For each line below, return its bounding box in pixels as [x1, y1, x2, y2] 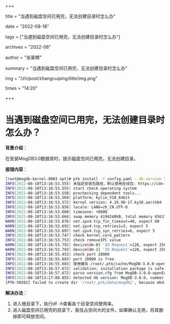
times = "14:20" [5, 85, 38, 91]
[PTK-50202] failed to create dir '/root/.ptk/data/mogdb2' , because [5, 280, 155, 285]
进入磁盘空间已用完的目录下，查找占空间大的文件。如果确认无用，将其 [12, 307, 159, 313]
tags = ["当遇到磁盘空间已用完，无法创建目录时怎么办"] [5, 34, 120, 40]
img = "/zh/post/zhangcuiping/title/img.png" [5, 76, 98, 81]
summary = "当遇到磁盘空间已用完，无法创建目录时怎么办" [5, 65, 127, 71]
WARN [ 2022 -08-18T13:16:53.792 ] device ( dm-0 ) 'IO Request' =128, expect [5, 242, 157, 247]
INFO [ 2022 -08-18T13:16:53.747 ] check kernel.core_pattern [5, 233, 130, 238]
